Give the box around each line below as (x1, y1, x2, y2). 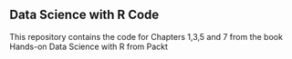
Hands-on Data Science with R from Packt (9, 41, 169, 52)
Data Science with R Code (9, 7, 160, 23)
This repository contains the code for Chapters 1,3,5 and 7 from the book (9, 31, 283, 42)
